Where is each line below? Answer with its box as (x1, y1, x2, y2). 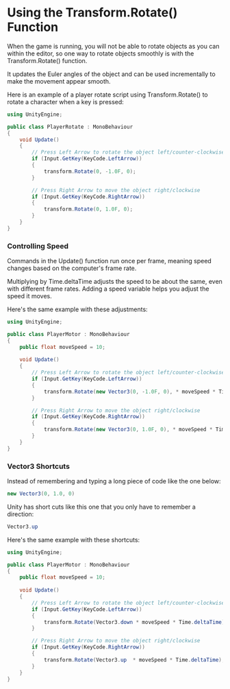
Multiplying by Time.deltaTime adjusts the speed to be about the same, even (7, 278, 222, 286)
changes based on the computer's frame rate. (7, 264, 137, 272)
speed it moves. (7, 292, 53, 300)
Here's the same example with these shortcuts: (7, 535, 140, 544)
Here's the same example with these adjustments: (7, 305, 149, 313)
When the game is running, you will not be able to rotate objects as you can (7, 42, 220, 50)
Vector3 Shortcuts (7, 461, 71, 471)
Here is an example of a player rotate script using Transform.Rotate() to (7, 90, 208, 99)
